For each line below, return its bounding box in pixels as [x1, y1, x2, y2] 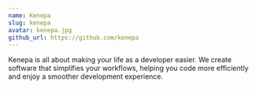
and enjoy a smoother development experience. [8, 72, 164, 81]
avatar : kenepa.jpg [8, 26, 72, 34]
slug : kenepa [8, 19, 51, 27]
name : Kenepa [8, 11, 51, 20]
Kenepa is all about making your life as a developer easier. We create [8, 55, 232, 65]
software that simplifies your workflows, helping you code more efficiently [8, 64, 249, 73]
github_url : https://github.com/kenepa [8, 33, 139, 42]
